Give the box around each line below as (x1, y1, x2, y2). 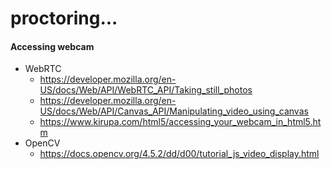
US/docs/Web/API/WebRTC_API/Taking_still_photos (39, 84, 253, 96)
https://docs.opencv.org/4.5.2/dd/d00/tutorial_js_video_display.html (39, 148, 320, 160)
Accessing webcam (10, 40, 95, 52)
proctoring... (10, 7, 118, 30)
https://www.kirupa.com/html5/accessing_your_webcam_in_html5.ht (39, 116, 322, 128)
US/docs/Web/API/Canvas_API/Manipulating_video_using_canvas (39, 105, 309, 117)
